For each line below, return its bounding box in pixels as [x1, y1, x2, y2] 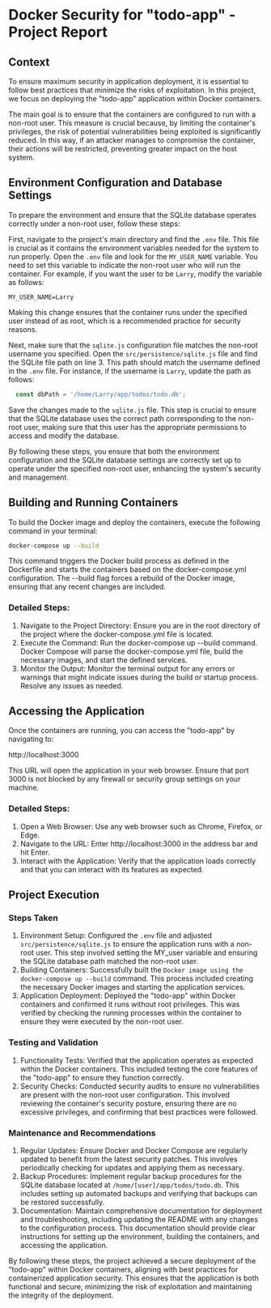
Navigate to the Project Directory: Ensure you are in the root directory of [19, 620, 260, 630]
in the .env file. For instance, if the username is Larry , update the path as [8, 366, 252, 376]
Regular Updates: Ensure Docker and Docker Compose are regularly [19, 1146, 248, 1156]
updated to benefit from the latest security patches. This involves [19, 1154, 238, 1164]
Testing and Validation [8, 1037, 99, 1048]
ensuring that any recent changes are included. [8, 582, 166, 592]
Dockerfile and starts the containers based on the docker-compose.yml [8, 565, 247, 574]
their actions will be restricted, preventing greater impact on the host [8, 144, 237, 153]
